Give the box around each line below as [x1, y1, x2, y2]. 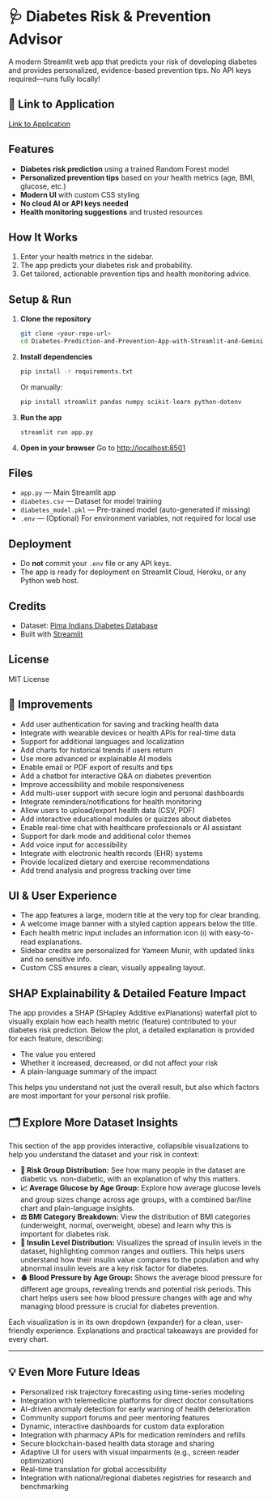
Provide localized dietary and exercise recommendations [19, 857, 210, 867]
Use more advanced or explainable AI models [19, 753, 172, 763]
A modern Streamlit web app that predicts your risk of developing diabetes [8, 57, 257, 66]
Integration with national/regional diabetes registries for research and [19, 1472, 252, 1483]
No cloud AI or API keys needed [19, 198, 129, 208]
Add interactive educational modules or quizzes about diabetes [19, 814, 232, 824]
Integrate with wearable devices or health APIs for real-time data [19, 727, 236, 738]
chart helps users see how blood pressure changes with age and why [19, 1293, 253, 1303]
